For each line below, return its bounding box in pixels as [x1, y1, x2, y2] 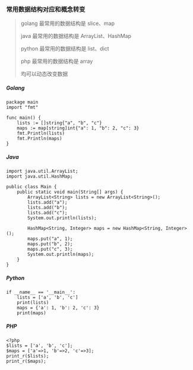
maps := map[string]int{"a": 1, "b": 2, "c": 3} [17, 125, 140, 131]
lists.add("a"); [27, 200, 68, 205]
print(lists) [17, 300, 49, 306]
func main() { [6, 115, 42, 121]
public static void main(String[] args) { [17, 189, 124, 195]
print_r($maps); [6, 358, 46, 365]
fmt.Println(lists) [17, 131, 65, 137]
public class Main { [6, 184, 58, 190]
